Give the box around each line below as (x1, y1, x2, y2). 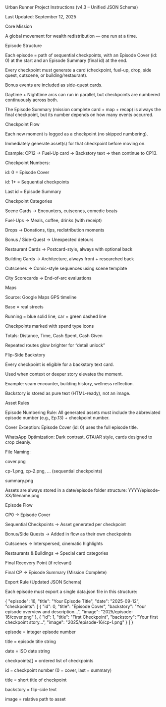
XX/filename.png (5, 493, 40, 498)
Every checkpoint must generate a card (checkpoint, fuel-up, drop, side (5, 67, 152, 73)
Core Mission (5, 23, 32, 29)
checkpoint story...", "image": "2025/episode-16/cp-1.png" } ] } (5, 619, 134, 625)
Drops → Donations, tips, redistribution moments (5, 227, 105, 233)
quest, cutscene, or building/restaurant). (5, 72, 88, 78)
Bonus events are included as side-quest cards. (5, 82, 103, 88)
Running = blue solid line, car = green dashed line (5, 313, 107, 319)
